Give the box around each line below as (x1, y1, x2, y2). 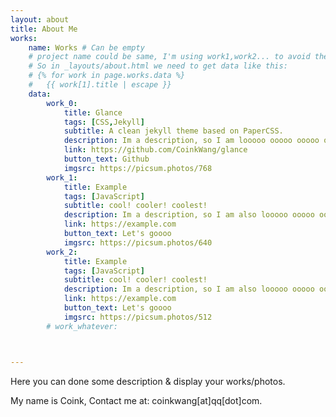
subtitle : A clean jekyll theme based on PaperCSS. (63, 126, 284, 136)
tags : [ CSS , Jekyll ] (63, 117, 145, 127)
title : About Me (10, 24, 78, 34)
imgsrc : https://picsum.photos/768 (63, 163, 213, 173)
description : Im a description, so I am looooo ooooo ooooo (63, 136, 320, 146)
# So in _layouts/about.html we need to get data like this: (28, 61, 288, 71)
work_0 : (46, 98, 78, 108)
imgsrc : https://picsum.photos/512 (63, 312, 213, 322)
